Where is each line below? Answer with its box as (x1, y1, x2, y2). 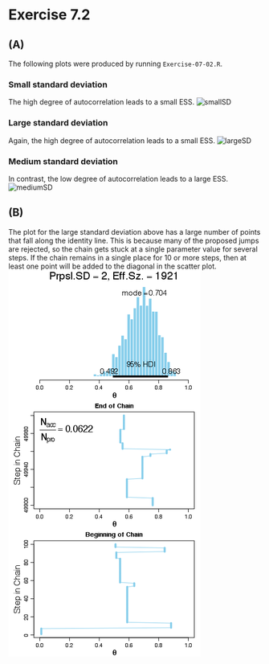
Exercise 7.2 (8, 6, 91, 24)
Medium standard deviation (8, 155, 119, 166)
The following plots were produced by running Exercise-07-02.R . (8, 59, 223, 68)
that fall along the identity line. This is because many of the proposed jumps (8, 236, 259, 245)
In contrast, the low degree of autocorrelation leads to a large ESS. (8, 174, 229, 183)
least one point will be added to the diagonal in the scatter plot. (8, 261, 217, 271)
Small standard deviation (8, 79, 108, 90)
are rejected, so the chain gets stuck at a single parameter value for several (8, 244, 259, 254)
